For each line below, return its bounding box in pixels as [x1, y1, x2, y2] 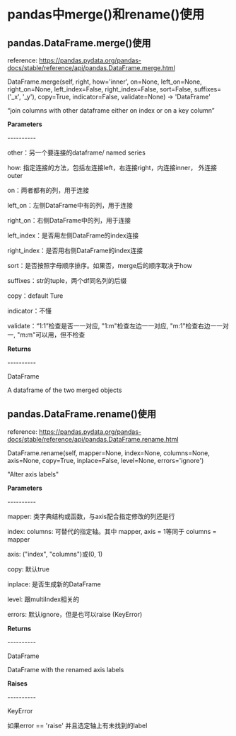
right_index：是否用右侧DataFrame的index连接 [7, 246, 143, 255]
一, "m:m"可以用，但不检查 [7, 330, 85, 339]
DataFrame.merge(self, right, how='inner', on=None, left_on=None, [7, 77, 203, 86]
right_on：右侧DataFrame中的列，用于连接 [7, 216, 131, 224]
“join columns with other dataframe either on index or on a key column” [7, 106, 215, 114]
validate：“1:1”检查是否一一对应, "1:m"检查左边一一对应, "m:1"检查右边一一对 [7, 322, 230, 330]
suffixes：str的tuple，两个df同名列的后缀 [7, 277, 127, 284]
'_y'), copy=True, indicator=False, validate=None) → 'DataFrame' [22, 93, 211, 101]
